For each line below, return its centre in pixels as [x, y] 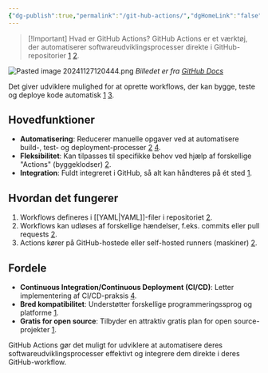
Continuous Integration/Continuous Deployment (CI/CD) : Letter [127, 288]
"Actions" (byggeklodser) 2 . [65, 165]
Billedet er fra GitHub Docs [179, 71]
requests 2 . [38, 234]
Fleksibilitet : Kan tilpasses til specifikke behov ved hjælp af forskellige [136, 156]
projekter [35, 330]
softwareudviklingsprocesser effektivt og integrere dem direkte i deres [124, 354]
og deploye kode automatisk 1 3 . [61, 95]
